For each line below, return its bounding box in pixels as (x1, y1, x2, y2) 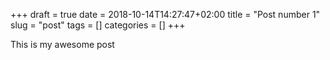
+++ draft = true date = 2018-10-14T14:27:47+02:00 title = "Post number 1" (10, 9, 321, 20)
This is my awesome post (10, 39, 115, 50)
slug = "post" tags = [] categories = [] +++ (10, 19, 186, 31)
